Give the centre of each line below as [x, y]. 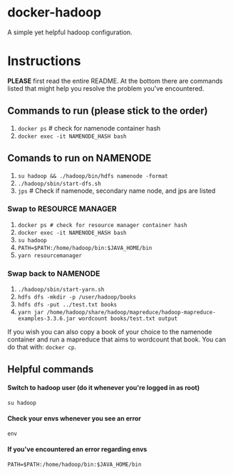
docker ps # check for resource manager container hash [102, 225]
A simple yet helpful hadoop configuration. [70, 32]
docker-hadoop [55, 12]
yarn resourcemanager [50, 255]
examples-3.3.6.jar [47, 319]
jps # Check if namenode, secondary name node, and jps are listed [116, 191]
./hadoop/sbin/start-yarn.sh [61, 290]
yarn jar [31, 312]
